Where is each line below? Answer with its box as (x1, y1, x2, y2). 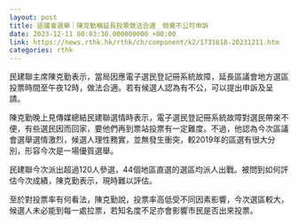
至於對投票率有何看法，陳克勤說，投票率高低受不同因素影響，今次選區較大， (9, 194, 289, 205)
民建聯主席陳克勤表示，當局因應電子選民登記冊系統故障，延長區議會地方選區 (9, 72, 289, 82)
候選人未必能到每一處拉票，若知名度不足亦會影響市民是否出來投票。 (9, 205, 258, 216)
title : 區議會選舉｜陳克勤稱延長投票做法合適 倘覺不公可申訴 (9, 21, 209, 30)
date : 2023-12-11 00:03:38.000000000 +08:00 (9, 29, 176, 38)
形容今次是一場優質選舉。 (24, 145, 118, 156)
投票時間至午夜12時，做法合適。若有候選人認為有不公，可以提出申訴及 (9, 82, 266, 93)
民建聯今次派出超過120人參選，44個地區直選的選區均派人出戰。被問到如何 (9, 165, 281, 175)
